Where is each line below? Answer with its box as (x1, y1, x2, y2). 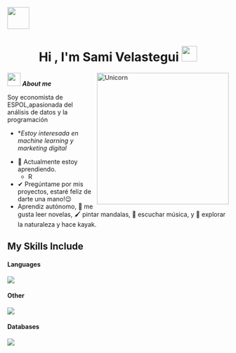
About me (22, 79, 52, 88)
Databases (7, 323, 40, 331)
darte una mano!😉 (17, 194, 72, 203)
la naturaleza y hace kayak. (17, 220, 97, 228)
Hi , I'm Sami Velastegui (38, 49, 179, 65)
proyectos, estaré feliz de (17, 187, 91, 196)
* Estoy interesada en (17, 128, 79, 137)
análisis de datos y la (7, 107, 68, 116)
